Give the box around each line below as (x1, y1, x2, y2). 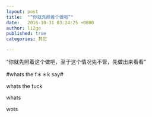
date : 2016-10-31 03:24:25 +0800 (6, 19, 94, 25)
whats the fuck (6, 83, 43, 89)
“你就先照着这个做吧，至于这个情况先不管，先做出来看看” (6, 58, 147, 65)
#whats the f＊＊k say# (6, 71, 64, 77)
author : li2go (6, 25, 42, 31)
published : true (6, 31, 46, 37)
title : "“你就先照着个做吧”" (6, 14, 74, 20)
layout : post (6, 8, 39, 15)
